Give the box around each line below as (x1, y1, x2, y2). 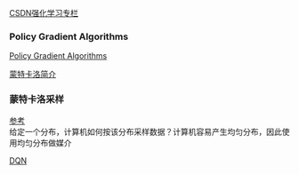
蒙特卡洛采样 (9, 93, 65, 106)
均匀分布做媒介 (16, 137, 72, 148)
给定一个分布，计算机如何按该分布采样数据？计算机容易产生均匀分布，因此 (9, 126, 282, 137)
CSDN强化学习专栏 (9, 8, 78, 18)
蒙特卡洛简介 (9, 69, 56, 80)
